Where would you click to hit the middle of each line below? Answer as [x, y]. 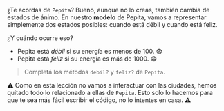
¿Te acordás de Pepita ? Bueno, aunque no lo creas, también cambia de [109, 10]
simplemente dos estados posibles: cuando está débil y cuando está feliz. [112, 24]
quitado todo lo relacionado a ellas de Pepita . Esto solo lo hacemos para [110, 93]
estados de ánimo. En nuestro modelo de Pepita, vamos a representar [107, 17]
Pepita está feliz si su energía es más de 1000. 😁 [87, 59]
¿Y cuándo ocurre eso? [40, 38]
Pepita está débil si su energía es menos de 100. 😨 [90, 51]
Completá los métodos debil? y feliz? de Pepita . [95, 72]
